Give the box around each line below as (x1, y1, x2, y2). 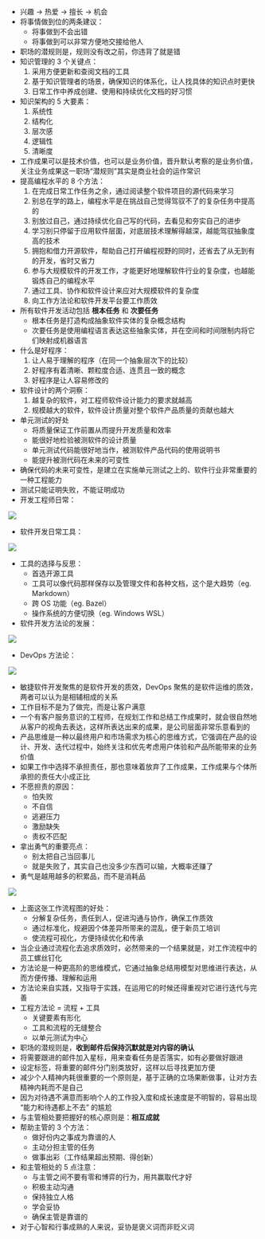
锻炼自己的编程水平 (31, 276, 95, 285)
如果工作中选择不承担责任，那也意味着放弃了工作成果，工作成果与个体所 (19, 762, 257, 771)
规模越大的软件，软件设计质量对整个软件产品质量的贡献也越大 (31, 406, 235, 414)
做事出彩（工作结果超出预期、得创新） (31, 1152, 158, 1162)
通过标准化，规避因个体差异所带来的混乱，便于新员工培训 (31, 923, 220, 932)
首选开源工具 (31, 569, 74, 578)
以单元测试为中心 (31, 1033, 88, 1042)
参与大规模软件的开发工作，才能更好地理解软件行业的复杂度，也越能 (31, 266, 255, 275)
